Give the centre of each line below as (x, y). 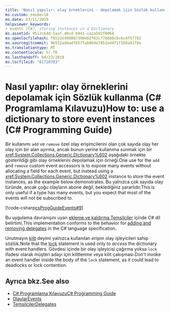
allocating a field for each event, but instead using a (59, 171)
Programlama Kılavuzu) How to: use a (85, 108)
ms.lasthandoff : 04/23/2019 (35, 57)
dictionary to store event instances (80, 119)
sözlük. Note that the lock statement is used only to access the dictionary (81, 244)
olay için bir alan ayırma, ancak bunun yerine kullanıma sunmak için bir (79, 150)
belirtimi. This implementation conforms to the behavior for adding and (78, 223)
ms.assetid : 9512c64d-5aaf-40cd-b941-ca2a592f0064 (60, 33)
